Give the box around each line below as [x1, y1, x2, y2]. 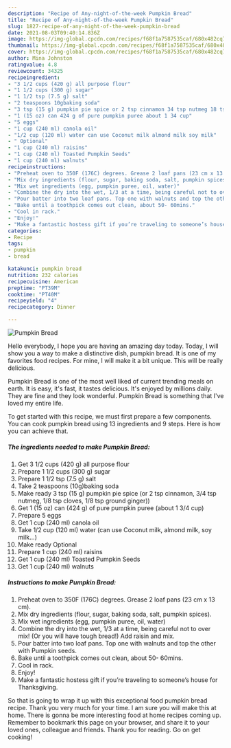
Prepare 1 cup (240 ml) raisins [17, 547, 103, 555]
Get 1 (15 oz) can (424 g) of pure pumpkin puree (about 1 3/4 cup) [17, 503, 204, 512]
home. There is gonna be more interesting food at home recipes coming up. [8, 711, 221, 719]
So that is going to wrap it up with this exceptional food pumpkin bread [8, 696, 208, 705]
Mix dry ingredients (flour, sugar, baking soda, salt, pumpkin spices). [17, 610, 212, 618]
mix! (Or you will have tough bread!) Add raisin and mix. [17, 632, 175, 640]
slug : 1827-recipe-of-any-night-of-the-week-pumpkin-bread [8, 23, 180, 30]
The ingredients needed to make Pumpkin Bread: [8, 443, 150, 451]
